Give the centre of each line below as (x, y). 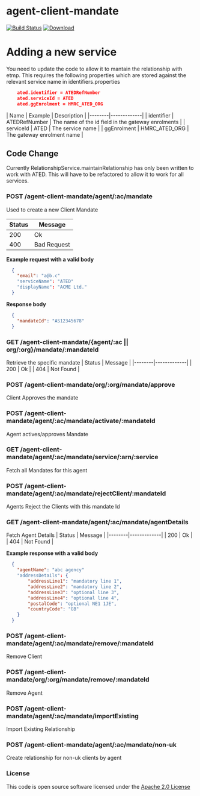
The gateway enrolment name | (45, 134)
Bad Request (52, 244)
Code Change (32, 153)
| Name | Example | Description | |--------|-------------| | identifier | (90, 115)
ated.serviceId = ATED (45, 98)
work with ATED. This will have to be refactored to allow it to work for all (95, 174)
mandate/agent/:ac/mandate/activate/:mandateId (81, 421)
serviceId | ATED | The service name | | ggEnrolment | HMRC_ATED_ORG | (98, 128)
